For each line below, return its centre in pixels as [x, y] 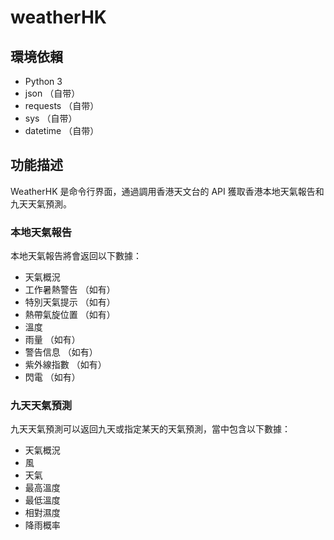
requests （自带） [62, 105]
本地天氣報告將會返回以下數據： [76, 256]
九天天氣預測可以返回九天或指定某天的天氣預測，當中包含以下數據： [150, 429]
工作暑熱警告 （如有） [70, 290]
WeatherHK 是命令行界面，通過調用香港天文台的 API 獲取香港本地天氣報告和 [167, 191]
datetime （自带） [62, 130]
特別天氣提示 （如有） [70, 302]
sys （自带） [51, 118]
